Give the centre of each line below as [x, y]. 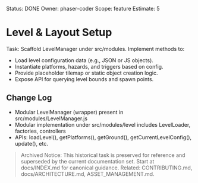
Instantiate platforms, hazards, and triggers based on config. [89, 66]
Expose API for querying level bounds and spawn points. [84, 79]
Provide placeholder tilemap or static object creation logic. [86, 73]
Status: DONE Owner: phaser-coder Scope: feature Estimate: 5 [83, 9]
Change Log [29, 98]
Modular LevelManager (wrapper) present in [69, 112]
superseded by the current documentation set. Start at [87, 161]
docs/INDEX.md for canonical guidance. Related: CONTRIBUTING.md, [106, 168]
